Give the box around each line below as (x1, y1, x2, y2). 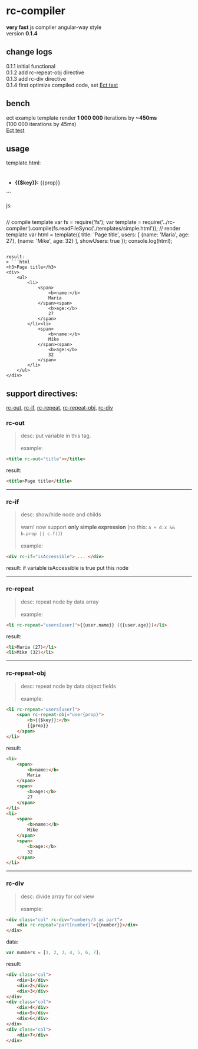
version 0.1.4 (6, 29, 38, 37)
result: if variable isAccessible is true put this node (6, 565, 129, 572)
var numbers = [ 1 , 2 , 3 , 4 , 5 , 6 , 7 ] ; (6, 950, 102, 956)
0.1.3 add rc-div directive (6, 75, 67, 82)
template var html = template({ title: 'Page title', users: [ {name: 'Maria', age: (6, 231, 190, 238)
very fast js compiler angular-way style (6, 24, 102, 31)
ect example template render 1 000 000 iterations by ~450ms (6, 114, 157, 121)
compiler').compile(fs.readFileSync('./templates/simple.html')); (6, 225, 158, 232)
